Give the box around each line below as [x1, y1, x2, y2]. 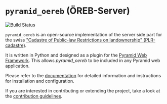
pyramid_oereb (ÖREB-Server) [5, 5, 130, 17]
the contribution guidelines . [5, 93, 63, 99]
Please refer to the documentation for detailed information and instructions [5, 72, 161, 78]
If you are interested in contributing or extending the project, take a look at [5, 87, 160, 93]
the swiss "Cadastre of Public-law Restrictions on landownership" [5, 37, 143, 43]
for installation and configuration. [5, 78, 74, 84]
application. [5, 63, 30, 69]
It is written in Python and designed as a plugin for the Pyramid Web [5, 52, 147, 58]
